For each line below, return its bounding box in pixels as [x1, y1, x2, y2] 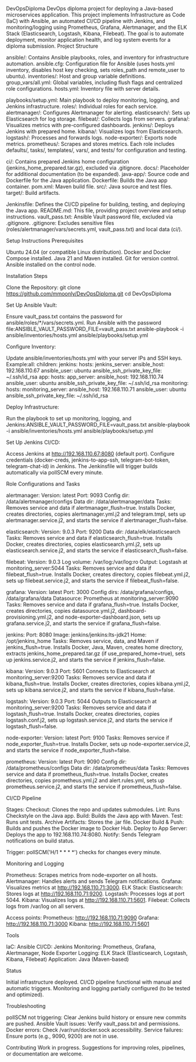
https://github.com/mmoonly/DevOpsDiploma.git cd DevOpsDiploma [6, 290, 172, 297]
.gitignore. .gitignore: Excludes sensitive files [6, 220, 114, 226]
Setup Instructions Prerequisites [6, 237, 84, 244]
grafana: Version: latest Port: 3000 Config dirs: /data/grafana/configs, [6, 589, 175, 595]
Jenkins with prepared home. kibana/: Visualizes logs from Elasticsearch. [6, 128, 183, 135]
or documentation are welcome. [6, 1050, 83, 1057]
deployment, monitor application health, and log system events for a [6, 36, 171, 43]
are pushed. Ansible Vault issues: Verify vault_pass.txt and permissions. [6, 1020, 180, 1027]
